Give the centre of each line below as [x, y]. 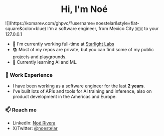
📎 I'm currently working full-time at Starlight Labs [63, 44]
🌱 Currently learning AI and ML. [45, 62]
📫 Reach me [21, 110]
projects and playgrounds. [39, 57]
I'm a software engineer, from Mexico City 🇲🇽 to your [103, 28]
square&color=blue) [26, 28]
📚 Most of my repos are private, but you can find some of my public [83, 49]
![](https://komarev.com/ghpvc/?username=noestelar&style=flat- [72, 23]
